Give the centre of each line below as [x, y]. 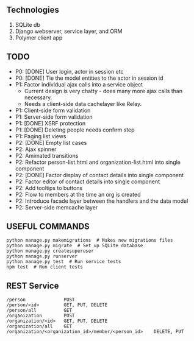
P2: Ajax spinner [36, 149]
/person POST [41, 300]
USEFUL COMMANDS [48, 227]
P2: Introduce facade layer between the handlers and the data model [102, 201]
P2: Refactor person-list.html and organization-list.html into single [98, 162]
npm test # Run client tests [45, 267]
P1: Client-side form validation [53, 110]
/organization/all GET [39, 326]
